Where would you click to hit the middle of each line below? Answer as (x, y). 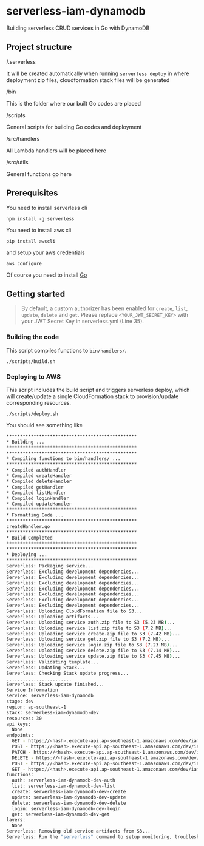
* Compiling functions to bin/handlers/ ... (63, 459)
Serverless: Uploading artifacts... (53, 617)
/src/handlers (23, 138)
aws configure (24, 263)
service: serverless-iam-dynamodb (50, 696)
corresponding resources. (39, 402)
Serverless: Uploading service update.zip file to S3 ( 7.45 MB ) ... (93, 657)
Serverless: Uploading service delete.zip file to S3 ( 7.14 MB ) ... (93, 651)
